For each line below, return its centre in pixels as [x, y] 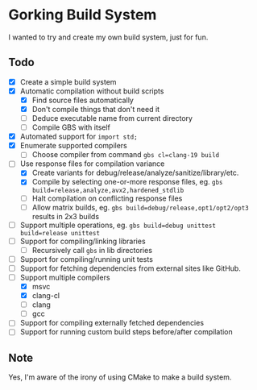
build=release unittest [60, 233]
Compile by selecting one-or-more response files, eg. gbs [127, 182]
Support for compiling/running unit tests [86, 259]
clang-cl [46, 296]
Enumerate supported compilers [73, 146]
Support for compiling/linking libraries [83, 241]
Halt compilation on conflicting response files [107, 198]
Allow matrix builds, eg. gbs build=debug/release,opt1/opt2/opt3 [140, 207]
